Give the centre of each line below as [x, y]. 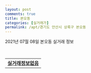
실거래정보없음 [23, 63]
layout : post [18, 9]
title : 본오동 [18, 18]
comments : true [20, 14]
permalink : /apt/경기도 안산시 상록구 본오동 [45, 27]
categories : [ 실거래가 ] [27, 23]
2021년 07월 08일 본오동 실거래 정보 [39, 42]
